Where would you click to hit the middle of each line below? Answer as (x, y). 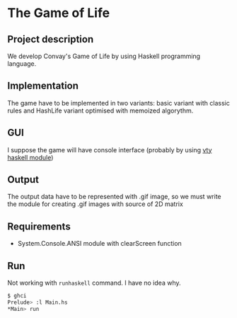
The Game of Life (59, 13)
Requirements (39, 226)
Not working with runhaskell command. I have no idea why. (94, 283)
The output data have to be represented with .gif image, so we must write (114, 197)
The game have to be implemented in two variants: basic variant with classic (118, 103)
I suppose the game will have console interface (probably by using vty (110, 149)
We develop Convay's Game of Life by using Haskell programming (104, 56)
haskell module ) (30, 157)
